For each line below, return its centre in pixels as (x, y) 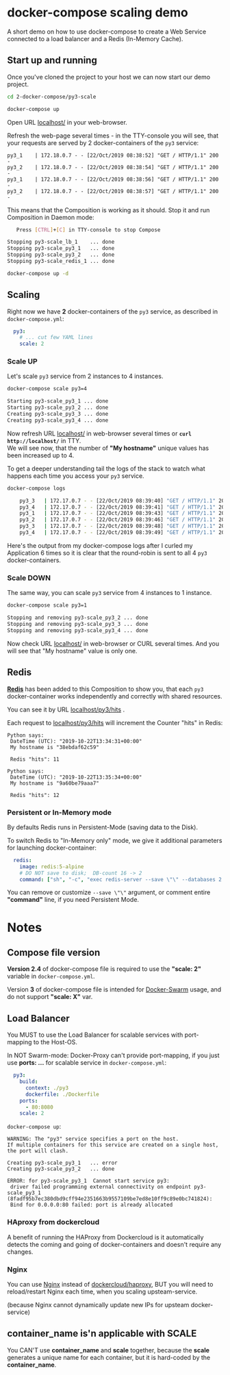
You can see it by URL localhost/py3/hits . (66, 709)
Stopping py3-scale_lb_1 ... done (61, 242)
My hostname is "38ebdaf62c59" (54, 747)
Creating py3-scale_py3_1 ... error (62, 1163)
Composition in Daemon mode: (51, 217)
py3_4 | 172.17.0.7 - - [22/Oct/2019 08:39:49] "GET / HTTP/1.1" (117, 533)
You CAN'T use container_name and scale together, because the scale (108, 1350)
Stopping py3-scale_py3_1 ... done (61, 249)
